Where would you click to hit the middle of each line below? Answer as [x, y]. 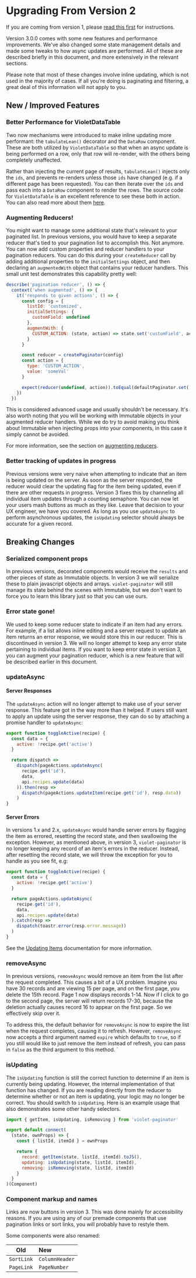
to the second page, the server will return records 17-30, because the [90, 1001]
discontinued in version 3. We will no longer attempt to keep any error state [96, 643]
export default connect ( [36, 1130]
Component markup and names [52, 1199]
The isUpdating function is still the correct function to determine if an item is [98, 1078]
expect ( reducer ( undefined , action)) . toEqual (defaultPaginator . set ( [105, 387]
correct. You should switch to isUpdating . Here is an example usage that [93, 1102]
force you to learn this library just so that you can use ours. [77, 597]
